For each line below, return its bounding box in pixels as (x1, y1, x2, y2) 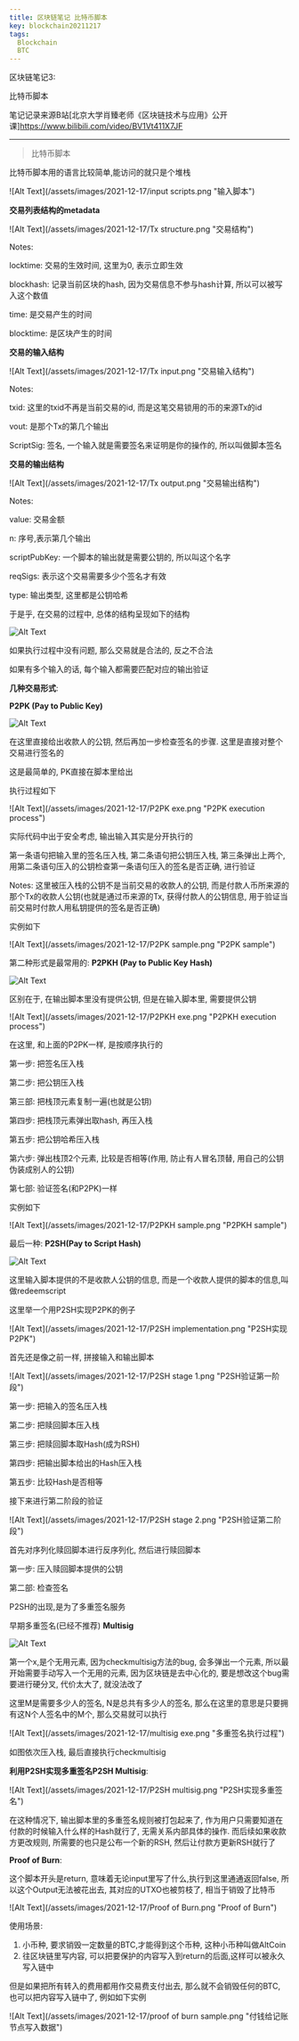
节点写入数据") (9, 2022, 63, 2033)
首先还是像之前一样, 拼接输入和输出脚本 (9, 1352, 154, 1363)
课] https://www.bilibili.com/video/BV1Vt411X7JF (9, 121, 183, 132)
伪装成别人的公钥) (9, 1164, 76, 1175)
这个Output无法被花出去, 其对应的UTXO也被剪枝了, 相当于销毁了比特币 (16, 1884, 276, 1895)
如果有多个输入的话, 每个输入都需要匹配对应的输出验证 (9, 664, 209, 675)
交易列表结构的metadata (9, 205, 101, 216)
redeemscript (16, 1285, 67, 1297)
